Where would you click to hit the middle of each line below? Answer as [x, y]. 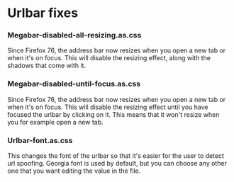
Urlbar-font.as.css [40, 140]
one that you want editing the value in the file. [74, 171]
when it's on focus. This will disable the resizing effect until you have [108, 107]
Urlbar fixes [43, 13]
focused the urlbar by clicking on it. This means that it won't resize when [113, 114]
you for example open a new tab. [56, 122]
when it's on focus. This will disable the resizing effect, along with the [109, 58]
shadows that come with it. [47, 66]
